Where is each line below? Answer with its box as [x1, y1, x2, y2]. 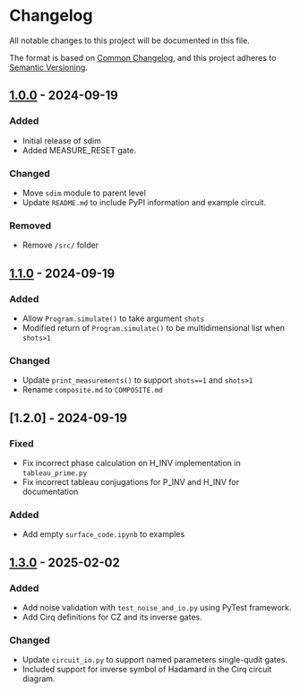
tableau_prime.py [21, 468, 88, 478]
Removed [9, 219, 52, 231]
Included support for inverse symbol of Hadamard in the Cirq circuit [21, 664, 272, 675]
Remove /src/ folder [21, 239, 99, 251]
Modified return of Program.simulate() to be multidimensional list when [21, 322, 285, 333]
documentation [21, 486, 79, 497]
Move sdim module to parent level [21, 187, 146, 198]
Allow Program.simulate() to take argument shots [21, 313, 205, 324]
